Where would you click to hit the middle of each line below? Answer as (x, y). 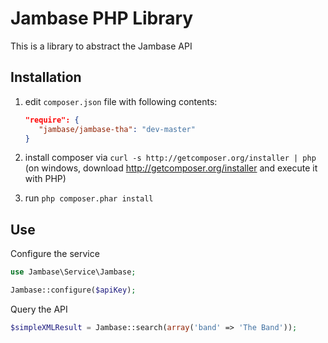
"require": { (52, 120)
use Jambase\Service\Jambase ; (73, 272)
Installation (46, 77)
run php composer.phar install (89, 198)
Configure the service (55, 254)
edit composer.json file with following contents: (121, 101)
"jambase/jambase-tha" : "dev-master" (117, 129)
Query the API (39, 309)
